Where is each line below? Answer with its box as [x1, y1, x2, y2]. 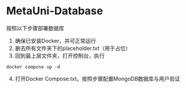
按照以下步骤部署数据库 [6, 24, 64, 32]
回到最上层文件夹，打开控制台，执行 [14, 52, 105, 59]
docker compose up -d [6, 64, 61, 70]
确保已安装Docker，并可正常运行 [14, 37, 97, 44]
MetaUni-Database [6, 4, 103, 18]
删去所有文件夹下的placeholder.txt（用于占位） [14, 45, 131, 52]
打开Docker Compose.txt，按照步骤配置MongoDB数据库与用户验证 [14, 75, 181, 82]
